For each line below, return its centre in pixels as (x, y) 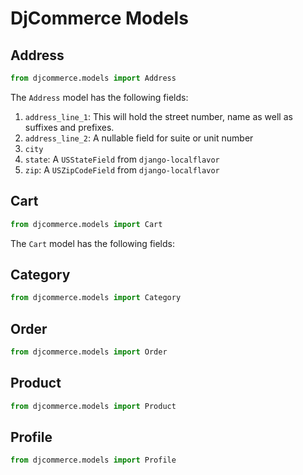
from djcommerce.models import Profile (93, 460)
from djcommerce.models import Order (89, 352)
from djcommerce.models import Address (93, 78)
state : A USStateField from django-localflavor (122, 159)
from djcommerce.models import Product (93, 406)
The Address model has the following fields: (99, 97)
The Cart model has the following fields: (92, 243)
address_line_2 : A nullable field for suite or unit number (139, 138)
